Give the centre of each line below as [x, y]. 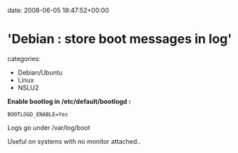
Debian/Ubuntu [40, 72]
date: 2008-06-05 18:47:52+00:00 [58, 10]
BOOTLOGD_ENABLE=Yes [38, 114]
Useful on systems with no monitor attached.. [74, 141]
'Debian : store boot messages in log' [120, 39]
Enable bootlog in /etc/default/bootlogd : [69, 101]
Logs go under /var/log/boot [49, 127]
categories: [24, 58]
